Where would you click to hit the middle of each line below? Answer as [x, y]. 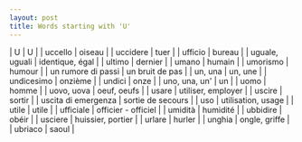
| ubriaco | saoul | [42, 128]
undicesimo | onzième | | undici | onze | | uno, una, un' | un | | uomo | [138, 80]
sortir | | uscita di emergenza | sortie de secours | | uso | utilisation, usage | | [151, 99]
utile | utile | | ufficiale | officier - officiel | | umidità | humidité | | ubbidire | [146, 109]
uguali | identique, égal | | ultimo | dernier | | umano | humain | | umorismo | [149, 62]
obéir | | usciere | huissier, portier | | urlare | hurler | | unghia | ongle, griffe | [150, 119]
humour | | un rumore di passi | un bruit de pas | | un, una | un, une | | [138, 71]
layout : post [34, 18]
